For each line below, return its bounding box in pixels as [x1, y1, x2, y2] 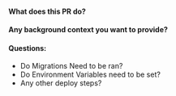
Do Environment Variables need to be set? [19, 69, 161, 80]
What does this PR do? [8, 6, 87, 16]
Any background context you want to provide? [8, 25, 169, 35]
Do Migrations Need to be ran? [19, 61, 123, 71]
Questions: [8, 43, 47, 52]
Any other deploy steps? [19, 78, 102, 88]
